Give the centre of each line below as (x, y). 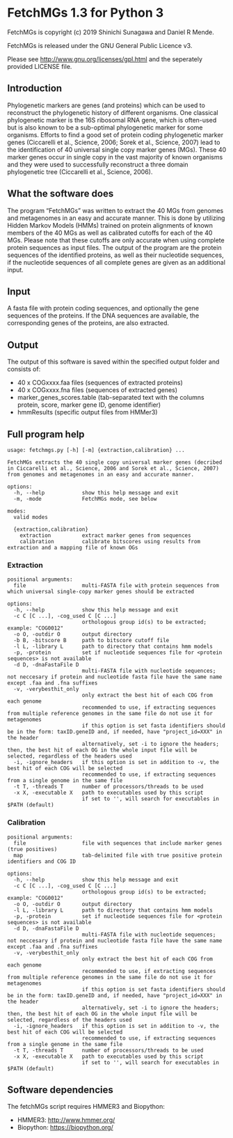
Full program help (46, 434)
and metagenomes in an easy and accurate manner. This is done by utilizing (116, 218)
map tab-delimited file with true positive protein (118, 855)
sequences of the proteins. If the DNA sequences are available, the (103, 315)
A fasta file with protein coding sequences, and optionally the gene (103, 309)
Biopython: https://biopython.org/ (65, 1128)
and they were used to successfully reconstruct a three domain (98, 164)
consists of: (24, 369)
